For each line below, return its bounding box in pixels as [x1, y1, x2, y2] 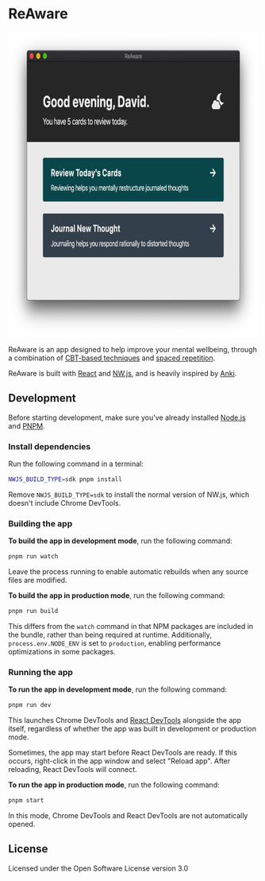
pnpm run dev [8, 701, 52, 709]
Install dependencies [8, 440, 91, 452]
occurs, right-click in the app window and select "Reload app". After [8, 756, 231, 766]
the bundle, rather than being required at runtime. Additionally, [8, 630, 212, 639]
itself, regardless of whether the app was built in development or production [8, 724, 256, 734]
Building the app [8, 518, 73, 529]
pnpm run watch [8, 553, 59, 561]
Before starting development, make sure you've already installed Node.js [8, 413, 246, 422]
